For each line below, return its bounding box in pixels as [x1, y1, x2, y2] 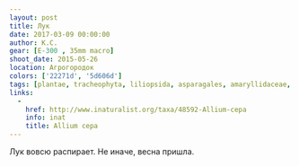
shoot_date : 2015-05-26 [9, 55, 99, 64]
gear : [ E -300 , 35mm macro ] [9, 47, 115, 56]
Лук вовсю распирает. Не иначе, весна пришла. [9, 146, 195, 157]
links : [9, 88, 34, 97]
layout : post [9, 13, 58, 22]
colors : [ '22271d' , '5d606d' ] [9, 72, 123, 81]
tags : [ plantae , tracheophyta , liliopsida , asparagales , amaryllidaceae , [9, 80, 292, 89]
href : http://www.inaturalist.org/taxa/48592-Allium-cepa [25, 105, 247, 114]
